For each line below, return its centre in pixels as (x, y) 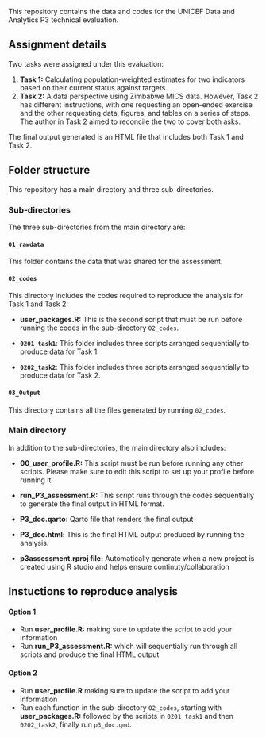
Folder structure (49, 170)
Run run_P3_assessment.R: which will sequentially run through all (129, 647)
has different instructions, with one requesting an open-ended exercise (136, 104)
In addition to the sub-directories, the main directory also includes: (117, 447)
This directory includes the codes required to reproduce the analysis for (126, 296)
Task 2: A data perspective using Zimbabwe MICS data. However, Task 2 (139, 96)
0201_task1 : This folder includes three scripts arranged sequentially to (134, 344)
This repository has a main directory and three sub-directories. (111, 189)
